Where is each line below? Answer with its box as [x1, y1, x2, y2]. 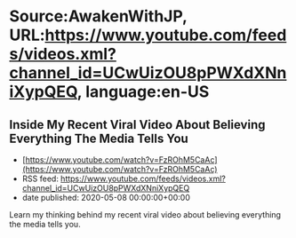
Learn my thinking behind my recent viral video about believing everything [9, 210, 282, 219]
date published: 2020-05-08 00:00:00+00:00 [21, 193, 191, 202]
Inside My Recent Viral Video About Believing [9, 117, 266, 132]
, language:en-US [76, 82, 210, 102]
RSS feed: [21, 173, 60, 184]
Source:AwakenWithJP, [9, 6, 188, 27]
